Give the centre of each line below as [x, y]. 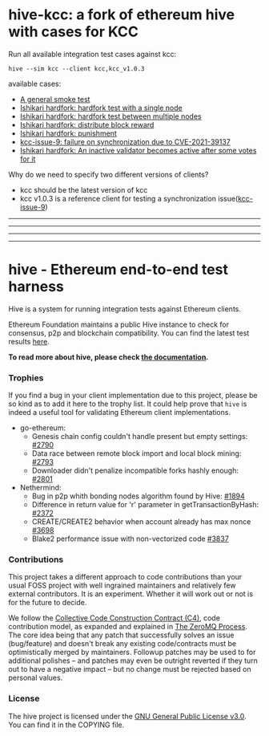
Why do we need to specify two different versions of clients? [108, 174]
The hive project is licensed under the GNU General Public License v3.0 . [127, 716]
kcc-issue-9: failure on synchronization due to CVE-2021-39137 [125, 141]
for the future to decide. [48, 603]
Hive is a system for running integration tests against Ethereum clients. [125, 309]
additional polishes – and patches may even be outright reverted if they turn [133, 661]
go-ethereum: [43, 428]
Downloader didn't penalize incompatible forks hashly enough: [135, 470]
